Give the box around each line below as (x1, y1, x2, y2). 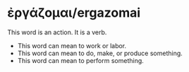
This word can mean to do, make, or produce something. (17, 49, 183, 57)
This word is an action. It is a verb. (7, 28, 107, 36)
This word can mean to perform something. (17, 56, 145, 64)
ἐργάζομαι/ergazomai (7, 5, 141, 21)
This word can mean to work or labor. (17, 41, 127, 50)
